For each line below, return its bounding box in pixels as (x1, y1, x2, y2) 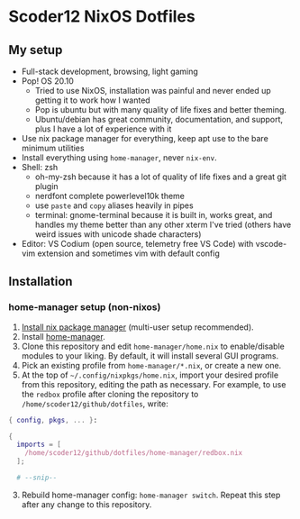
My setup (8, 42, 63, 58)
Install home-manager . (21, 331, 105, 341)
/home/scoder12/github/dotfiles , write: (21, 398, 168, 409)
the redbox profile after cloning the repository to (21, 388, 199, 399)
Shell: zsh (21, 162, 59, 172)
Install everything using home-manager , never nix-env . (21, 152, 217, 163)
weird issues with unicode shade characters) (34, 229, 202, 240)
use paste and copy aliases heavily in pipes (34, 200, 195, 211)
